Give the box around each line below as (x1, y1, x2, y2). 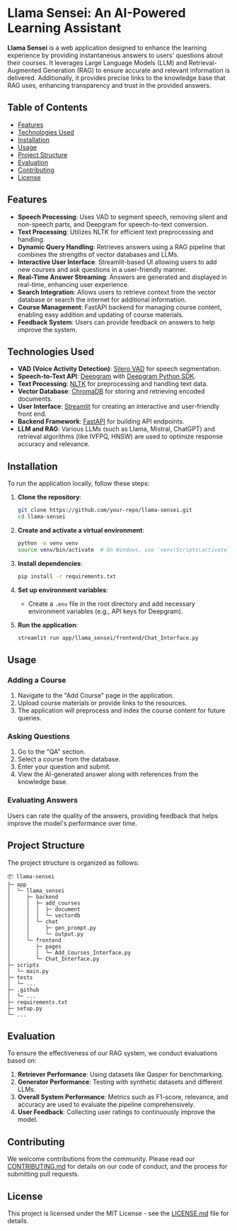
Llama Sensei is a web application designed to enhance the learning (7, 43, 207, 52)
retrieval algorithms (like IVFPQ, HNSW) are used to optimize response (17, 432, 224, 441)
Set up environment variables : (17, 586, 108, 594)
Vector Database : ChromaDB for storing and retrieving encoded (17, 387, 205, 396)
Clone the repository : (17, 493, 82, 501)
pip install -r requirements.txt (17, 572, 117, 580)
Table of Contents (7, 101, 88, 114)
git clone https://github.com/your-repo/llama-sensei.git (17, 506, 192, 514)
